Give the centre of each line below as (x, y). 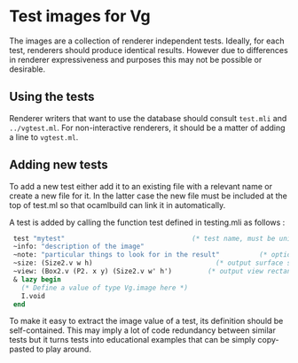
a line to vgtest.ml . (44, 137)
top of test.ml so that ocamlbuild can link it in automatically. (118, 205)
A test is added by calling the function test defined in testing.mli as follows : (147, 222)
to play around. (64, 349)
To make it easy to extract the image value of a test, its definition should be (146, 321)
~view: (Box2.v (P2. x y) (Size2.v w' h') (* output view (138, 272)
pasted (22, 349)
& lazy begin (37, 279)
